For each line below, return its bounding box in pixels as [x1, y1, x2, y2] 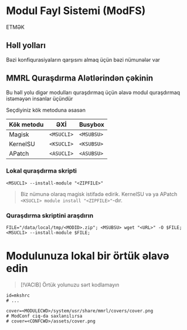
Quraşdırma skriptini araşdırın [6, 211, 94, 220]
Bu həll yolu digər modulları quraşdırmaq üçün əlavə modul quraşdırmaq [6, 89, 181, 96]
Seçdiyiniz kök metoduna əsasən [6, 106, 86, 113]
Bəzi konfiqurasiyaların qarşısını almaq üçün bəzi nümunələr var [6, 56, 160, 63]
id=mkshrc [6, 292, 30, 299]
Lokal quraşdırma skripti [6, 167, 77, 175]
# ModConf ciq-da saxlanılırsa [6, 313, 83, 319]
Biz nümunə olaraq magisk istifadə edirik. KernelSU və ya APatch [20, 190, 178, 197]
